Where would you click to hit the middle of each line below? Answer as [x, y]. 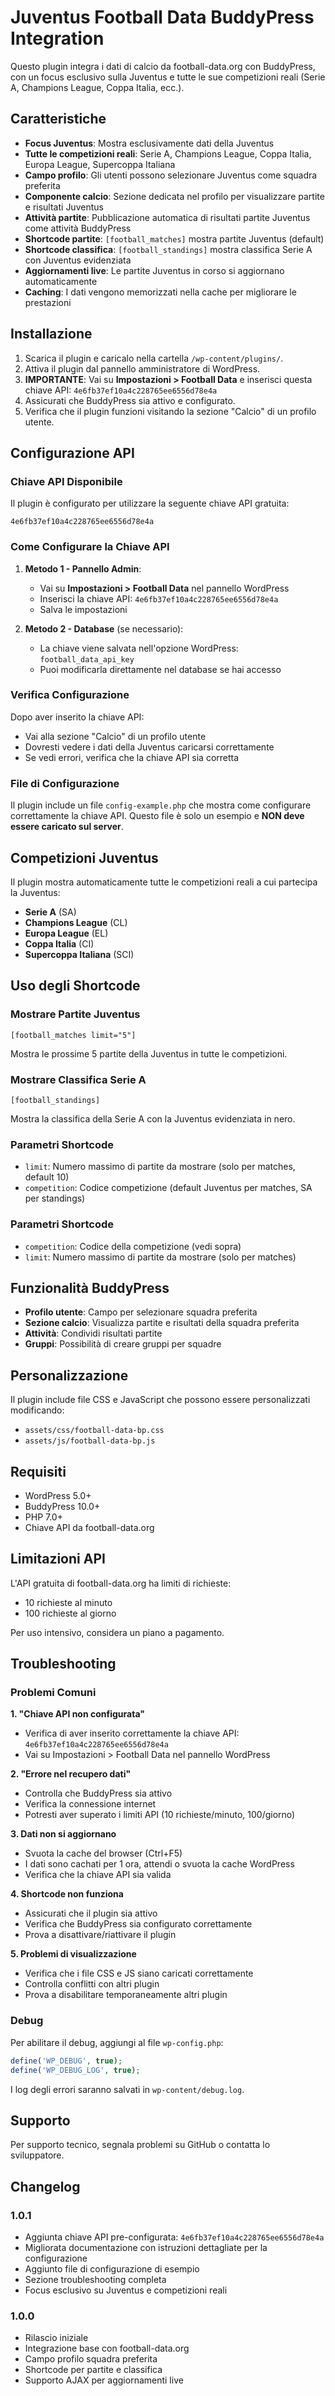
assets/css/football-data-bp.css [94, 1431]
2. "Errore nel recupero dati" [71, 1774]
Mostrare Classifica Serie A [78, 1079]
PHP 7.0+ [43, 1517]
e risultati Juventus [64, 207]
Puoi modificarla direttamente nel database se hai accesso [160, 669]
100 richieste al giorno [70, 1613]
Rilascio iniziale [56, 2338]
